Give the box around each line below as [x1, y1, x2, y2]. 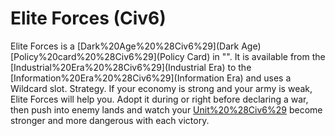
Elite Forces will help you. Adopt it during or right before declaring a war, [10, 93, 309, 105]
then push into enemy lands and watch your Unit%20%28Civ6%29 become [10, 103, 323, 116]
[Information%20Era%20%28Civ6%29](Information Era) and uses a [10, 72, 292, 84]
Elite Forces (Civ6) [10, 7, 167, 30]
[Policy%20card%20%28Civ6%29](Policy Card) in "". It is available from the [10, 50, 326, 62]
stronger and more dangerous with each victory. [10, 114, 210, 126]
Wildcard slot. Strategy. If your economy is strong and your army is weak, [10, 82, 313, 94]
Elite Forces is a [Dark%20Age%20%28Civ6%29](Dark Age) [10, 40, 262, 52]
